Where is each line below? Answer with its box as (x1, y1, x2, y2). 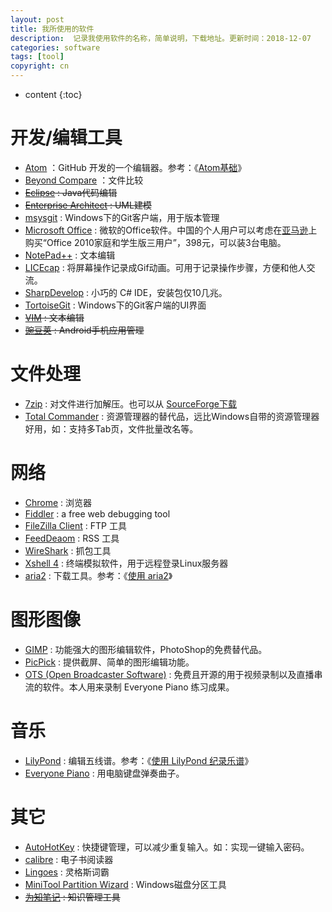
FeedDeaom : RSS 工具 (24, 532, 120, 544)
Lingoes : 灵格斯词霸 (24, 866, 110, 878)
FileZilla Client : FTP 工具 (24, 519, 127, 531)
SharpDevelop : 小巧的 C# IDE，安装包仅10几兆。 (24, 286, 228, 298)
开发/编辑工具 (10, 127, 123, 150)
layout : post (10, 14, 65, 25)
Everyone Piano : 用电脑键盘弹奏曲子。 (24, 767, 185, 779)
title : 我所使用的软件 (10, 24, 95, 34)
